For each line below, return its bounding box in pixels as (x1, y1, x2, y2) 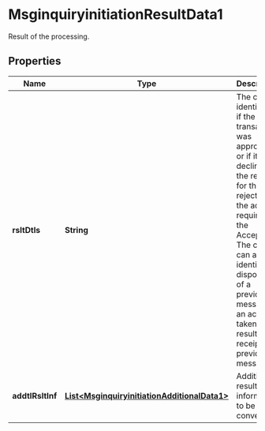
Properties (8, 54, 62, 68)
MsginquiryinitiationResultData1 (8, 6, 223, 24)
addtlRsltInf (12, 390, 58, 401)
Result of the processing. (8, 32, 90, 41)
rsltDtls (12, 224, 41, 235)
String (64, 224, 89, 235)
